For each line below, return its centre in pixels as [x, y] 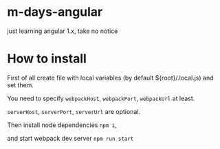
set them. [21, 85]
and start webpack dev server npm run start [70, 138]
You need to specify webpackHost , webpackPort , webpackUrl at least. [101, 98]
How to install [47, 59]
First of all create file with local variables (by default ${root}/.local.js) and [110, 78]
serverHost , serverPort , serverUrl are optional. [74, 111]
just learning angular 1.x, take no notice [63, 31]
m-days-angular [55, 12]
